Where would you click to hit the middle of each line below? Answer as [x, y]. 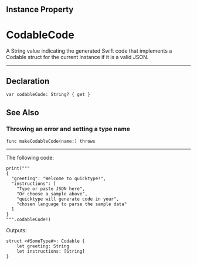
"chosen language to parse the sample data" [72, 204]
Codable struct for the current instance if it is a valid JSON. [77, 57]
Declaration [28, 81]
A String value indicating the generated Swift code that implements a [89, 51]
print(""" [18, 168]
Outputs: [17, 230]
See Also [23, 113]
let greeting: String [43, 246]
